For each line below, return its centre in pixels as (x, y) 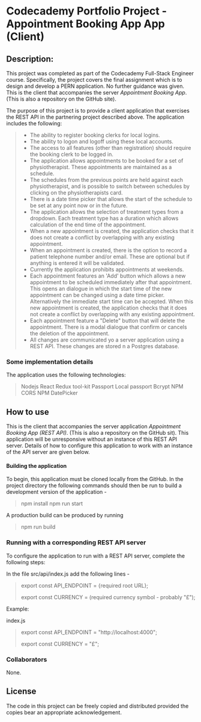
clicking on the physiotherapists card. (76, 193)
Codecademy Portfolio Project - (86, 11)
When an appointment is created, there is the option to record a (108, 250)
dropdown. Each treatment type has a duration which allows (104, 218)
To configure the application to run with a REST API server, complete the (95, 556)
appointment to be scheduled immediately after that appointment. (111, 282)
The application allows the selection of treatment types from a (107, 212)
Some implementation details (50, 361)
